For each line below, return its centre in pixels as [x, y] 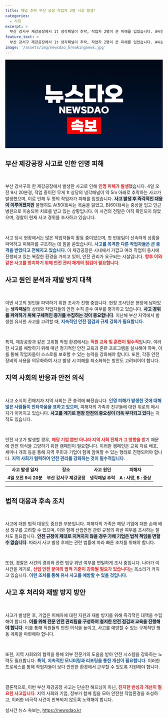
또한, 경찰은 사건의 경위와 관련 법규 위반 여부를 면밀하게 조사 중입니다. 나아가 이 [82, 563]
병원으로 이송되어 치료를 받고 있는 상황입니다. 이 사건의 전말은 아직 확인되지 [78, 211]
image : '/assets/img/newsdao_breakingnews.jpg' [56, 47]
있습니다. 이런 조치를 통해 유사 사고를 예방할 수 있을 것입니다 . [69, 575]
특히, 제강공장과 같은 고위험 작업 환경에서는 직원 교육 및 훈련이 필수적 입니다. [79, 341]
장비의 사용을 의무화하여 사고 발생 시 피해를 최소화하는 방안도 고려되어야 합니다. [82, 360]
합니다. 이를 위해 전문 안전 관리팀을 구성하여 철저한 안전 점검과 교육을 [81, 621]
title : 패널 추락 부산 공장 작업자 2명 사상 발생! [50, 10]
